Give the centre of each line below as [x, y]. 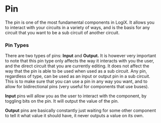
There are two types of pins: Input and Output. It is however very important [80, 56]
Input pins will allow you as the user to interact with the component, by [76, 96]
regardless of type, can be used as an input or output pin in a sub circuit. [78, 77]
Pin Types [17, 45]
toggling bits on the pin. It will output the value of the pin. [62, 101]
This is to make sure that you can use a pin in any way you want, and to [76, 81]
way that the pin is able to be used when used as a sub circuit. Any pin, [76, 71]
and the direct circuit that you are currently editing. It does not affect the [77, 66]
